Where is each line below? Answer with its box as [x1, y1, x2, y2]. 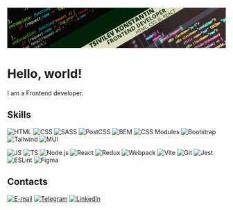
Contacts [7, 176, 49, 188]
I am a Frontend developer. [7, 88, 84, 97]
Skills [7, 109, 31, 121]
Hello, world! [7, 66, 83, 82]
